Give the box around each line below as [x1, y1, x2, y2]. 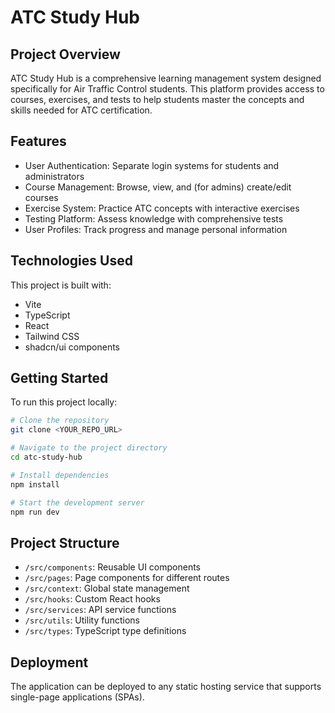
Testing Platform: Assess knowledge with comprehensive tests [24, 212, 284, 225]
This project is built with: [10, 279, 112, 291]
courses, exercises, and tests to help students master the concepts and [10, 94, 305, 105]
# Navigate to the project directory [10, 443, 168, 453]
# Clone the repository [10, 416, 110, 426]
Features [10, 133, 67, 150]
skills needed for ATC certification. [10, 104, 153, 116]
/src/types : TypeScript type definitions [24, 625, 187, 637]
